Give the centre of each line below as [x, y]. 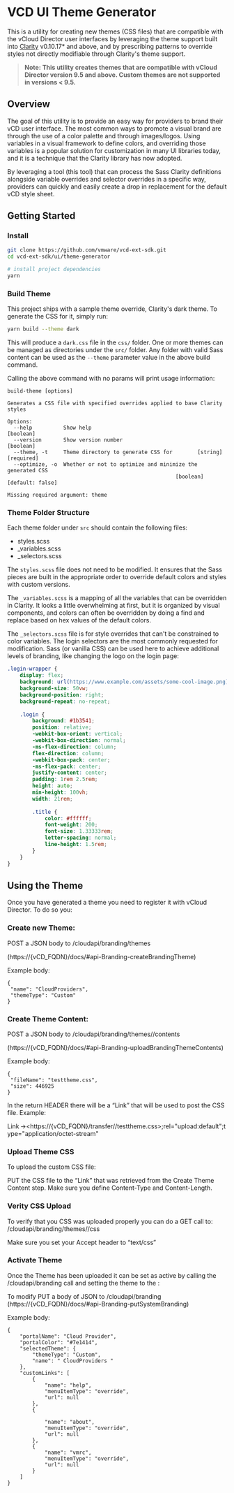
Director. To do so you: [40, 910]
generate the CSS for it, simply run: [57, 316]
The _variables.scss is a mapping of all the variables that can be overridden [117, 598]
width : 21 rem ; [53, 799]
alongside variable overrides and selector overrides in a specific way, [107, 179]
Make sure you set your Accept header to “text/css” [82, 1242]
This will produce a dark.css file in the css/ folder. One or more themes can [115, 342]
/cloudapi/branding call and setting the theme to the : [84, 1283]
